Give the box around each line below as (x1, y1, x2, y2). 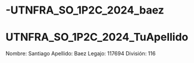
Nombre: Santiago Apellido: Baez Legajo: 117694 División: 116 (5, 50, 156, 57)
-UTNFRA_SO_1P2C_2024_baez (5, 4, 164, 17)
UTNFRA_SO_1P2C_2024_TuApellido (5, 31, 189, 44)
